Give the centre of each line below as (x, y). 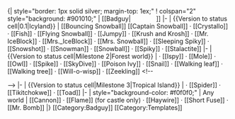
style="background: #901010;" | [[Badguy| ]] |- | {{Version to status (117, 18)
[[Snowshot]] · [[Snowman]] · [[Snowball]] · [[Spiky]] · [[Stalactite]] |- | (110, 49)
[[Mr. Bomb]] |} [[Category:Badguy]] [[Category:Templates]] (95, 108)
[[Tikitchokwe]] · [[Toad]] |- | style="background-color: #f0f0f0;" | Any (111, 92)
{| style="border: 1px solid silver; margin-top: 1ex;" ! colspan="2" (102, 11)
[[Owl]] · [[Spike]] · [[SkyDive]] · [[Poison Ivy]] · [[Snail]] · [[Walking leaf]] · (115, 64)
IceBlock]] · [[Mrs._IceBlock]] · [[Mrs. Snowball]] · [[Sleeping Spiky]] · (108, 41)
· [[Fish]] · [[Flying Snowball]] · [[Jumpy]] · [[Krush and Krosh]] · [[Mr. (108, 34)
